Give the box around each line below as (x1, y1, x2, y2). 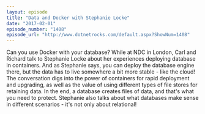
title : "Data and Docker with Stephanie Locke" (6, 15, 130, 21)
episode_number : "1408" (6, 26, 67, 32)
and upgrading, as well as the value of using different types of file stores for (6, 81, 198, 89)
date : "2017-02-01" (6, 20, 56, 26)
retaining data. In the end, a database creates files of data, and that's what (6, 88, 194, 95)
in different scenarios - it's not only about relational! (6, 101, 137, 108)
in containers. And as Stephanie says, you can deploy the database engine (6, 62, 195, 69)
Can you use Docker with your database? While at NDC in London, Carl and (6, 48, 196, 56)
